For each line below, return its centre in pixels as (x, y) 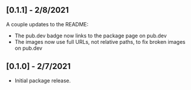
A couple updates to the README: (47, 24)
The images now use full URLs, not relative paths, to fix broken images (100, 41)
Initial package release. (43, 80)
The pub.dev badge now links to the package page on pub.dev (91, 36)
